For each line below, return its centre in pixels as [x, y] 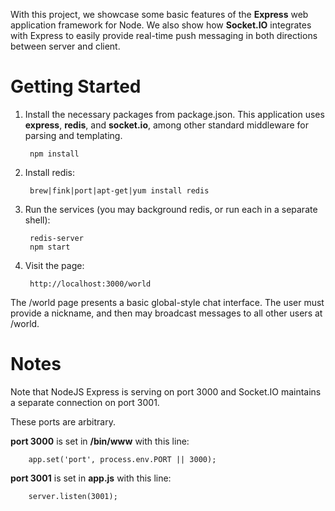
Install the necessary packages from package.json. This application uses [174, 114]
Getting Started [76, 86]
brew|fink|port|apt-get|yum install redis [119, 190]
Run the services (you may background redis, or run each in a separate [171, 209]
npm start [50, 247]
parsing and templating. [73, 135]
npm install [54, 154]
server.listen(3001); [73, 496]
